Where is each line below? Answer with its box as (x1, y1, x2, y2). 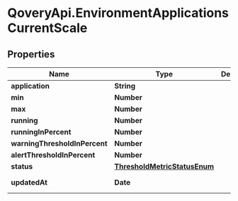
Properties (7, 48, 55, 60)
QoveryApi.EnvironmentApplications (7, 5, 229, 21)
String (114, 81, 136, 91)
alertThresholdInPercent (11, 150, 96, 160)
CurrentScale (7, 20, 88, 36)
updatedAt (11, 178, 48, 187)
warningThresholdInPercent (11, 139, 108, 148)
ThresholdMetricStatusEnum (114, 161, 215, 171)
